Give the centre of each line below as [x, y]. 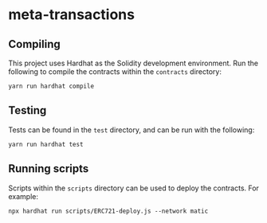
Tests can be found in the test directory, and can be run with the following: [132, 130]
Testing [27, 110]
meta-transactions [72, 15]
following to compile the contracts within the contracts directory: [115, 72]
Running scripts [49, 169]
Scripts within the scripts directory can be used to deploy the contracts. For [133, 188]
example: [23, 196]
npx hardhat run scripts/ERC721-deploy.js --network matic [108, 211]
